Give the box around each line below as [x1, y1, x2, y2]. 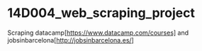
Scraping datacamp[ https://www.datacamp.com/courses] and [7, 28, 189, 37]
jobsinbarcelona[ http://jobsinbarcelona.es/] [7, 35, 135, 44]
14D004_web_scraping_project [7, 5, 195, 21]
